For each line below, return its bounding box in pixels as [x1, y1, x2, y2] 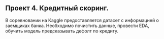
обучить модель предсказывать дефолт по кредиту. [5, 27, 119, 34]
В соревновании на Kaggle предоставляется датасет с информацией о [5, 17, 159, 23]
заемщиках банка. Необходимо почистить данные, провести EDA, [5, 22, 150, 28]
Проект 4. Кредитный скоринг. [5, 4, 109, 12]
